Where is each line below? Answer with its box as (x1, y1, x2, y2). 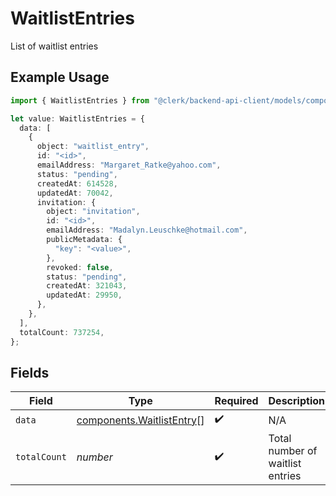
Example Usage (10, 69, 110, 86)
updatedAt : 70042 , (36, 188, 114, 198)
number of (268, 444, 318, 458)
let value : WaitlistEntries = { (10, 113, 145, 124)
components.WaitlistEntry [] (76, 413, 205, 427)
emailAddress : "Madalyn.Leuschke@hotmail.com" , (46, 225, 248, 236)
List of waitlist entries (10, 40, 99, 52)
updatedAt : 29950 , (46, 290, 123, 301)
